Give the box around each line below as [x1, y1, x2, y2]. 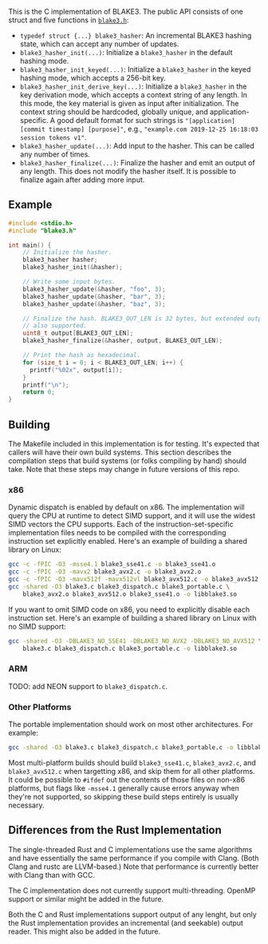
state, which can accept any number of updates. [19, 39, 179, 49]
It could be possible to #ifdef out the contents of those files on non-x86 [8, 775, 246, 784]
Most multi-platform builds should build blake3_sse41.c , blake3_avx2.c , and [8, 758, 257, 767]
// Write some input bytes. [22, 278, 116, 286]
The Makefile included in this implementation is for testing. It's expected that [8, 439, 260, 448]
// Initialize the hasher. [22, 248, 112, 256]
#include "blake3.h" [8, 227, 77, 235]
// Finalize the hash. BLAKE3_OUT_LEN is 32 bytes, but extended [22, 315, 245, 323]
